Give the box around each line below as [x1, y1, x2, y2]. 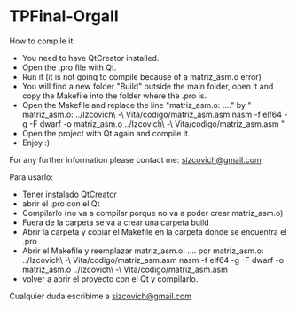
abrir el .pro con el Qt [21, 198, 100, 209]
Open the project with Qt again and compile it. [21, 128, 191, 138]
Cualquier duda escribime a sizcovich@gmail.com [9, 291, 192, 301]
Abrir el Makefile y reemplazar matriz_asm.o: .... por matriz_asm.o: [21, 245, 264, 256]
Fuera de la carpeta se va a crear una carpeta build [21, 217, 210, 228]
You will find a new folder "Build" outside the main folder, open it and [21, 81, 274, 91]
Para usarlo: [9, 171, 53, 182]
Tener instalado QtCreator [21, 189, 118, 199]
